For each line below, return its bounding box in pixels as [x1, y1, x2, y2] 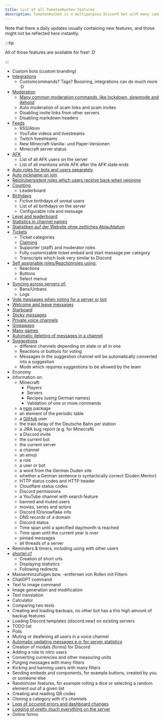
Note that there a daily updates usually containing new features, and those [5, 25, 155, 31]
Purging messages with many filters [12, 659, 84, 665]
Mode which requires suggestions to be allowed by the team [19, 364, 142, 370]
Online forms [12, 711, 39, 717]
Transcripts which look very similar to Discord [19, 255, 112, 261]
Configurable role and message [19, 208, 83, 214]
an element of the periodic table [19, 411, 84, 416]
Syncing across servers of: [12, 281, 67, 287]
